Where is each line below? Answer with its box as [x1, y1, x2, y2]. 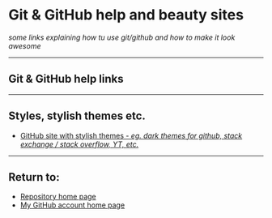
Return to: [8, 170, 60, 184]
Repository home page [19, 192, 96, 202]
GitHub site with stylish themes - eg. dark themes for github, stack [19, 130, 243, 140]
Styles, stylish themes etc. [8, 109, 146, 123]
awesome [8, 41, 41, 50]
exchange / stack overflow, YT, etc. [19, 139, 139, 149]
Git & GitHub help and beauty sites [8, 6, 244, 24]
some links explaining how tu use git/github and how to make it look [8, 32, 236, 42]
